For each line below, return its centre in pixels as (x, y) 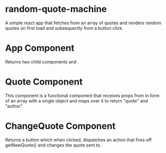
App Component (40, 48)
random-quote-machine (56, 9)
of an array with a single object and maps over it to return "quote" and (77, 101)
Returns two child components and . (42, 62)
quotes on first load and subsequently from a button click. (64, 28)
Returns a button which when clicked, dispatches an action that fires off (79, 140)
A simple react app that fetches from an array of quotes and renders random (83, 23)
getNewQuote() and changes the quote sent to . (54, 145)
